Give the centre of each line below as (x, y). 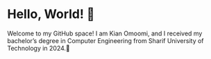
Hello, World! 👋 (51, 14)
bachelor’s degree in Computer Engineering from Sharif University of (105, 40)
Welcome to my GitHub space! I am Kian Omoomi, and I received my (105, 33)
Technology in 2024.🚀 (39, 48)
